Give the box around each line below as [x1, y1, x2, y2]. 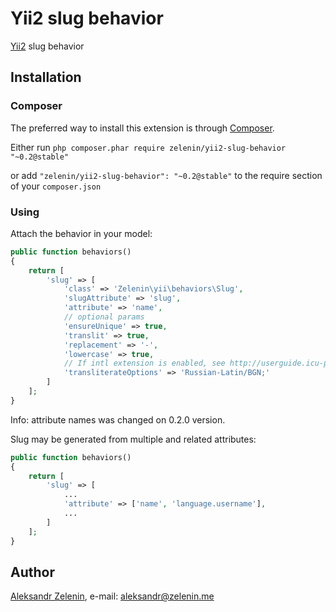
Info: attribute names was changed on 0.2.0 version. [10, 413, 226, 426]
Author [10, 563, 55, 581]
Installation [10, 69, 82, 86]
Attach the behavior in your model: [10, 227, 153, 239]
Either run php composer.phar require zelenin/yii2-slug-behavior [10, 141, 287, 153]
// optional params [63, 312, 145, 322]
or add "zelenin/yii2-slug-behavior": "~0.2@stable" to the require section [10, 169, 323, 181]
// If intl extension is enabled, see [63, 358, 226, 369]
